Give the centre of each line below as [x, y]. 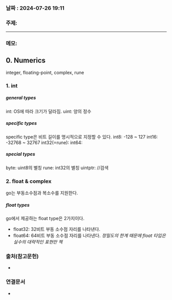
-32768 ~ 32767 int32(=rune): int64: [44, 142]
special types [20, 154]
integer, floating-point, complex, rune [45, 72]
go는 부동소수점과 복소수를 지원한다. [42, 193]
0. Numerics [26, 60]
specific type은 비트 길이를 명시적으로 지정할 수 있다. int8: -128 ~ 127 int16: [82, 137]
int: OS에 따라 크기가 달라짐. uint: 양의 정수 [48, 111]
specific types [21, 123]
